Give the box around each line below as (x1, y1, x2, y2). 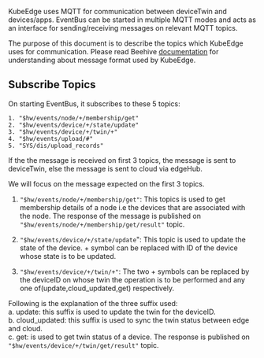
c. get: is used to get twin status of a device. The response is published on (8, 332, 251, 341)
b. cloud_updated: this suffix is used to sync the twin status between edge (8, 315, 250, 325)
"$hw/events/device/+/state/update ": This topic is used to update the (19, 234, 246, 244)
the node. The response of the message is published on (19, 211, 202, 220)
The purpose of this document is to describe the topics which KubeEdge (8, 39, 244, 48)
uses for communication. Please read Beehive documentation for (8, 47, 219, 56)
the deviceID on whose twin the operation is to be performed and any (19, 275, 246, 284)
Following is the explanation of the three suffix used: (8, 298, 178, 308)
